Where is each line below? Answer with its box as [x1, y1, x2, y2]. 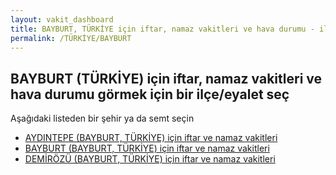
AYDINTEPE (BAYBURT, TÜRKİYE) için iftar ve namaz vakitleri [24, 132, 278, 144]
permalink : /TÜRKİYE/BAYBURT [10, 33, 132, 43]
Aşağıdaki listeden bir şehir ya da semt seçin [10, 112, 195, 125]
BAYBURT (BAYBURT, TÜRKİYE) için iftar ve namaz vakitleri [24, 142, 270, 155]
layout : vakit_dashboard [10, 14, 114, 25]
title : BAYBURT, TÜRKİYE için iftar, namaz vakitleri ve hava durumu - [10, 24, 315, 34]
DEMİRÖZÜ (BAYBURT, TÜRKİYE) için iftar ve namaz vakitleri [24, 153, 276, 165]
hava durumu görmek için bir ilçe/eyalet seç [10, 86, 290, 103]
